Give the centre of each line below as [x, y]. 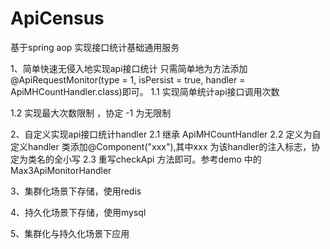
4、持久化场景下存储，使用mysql [78, 212]
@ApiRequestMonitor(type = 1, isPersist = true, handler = [128, 79]
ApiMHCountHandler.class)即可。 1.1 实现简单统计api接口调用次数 [145, 91]
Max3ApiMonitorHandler [61, 170]
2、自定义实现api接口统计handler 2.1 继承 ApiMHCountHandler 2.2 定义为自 [166, 134]
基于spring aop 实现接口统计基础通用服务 [95, 47]
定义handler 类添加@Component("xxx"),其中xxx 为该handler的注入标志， [161, 146]
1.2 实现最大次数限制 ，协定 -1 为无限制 [91, 113]
